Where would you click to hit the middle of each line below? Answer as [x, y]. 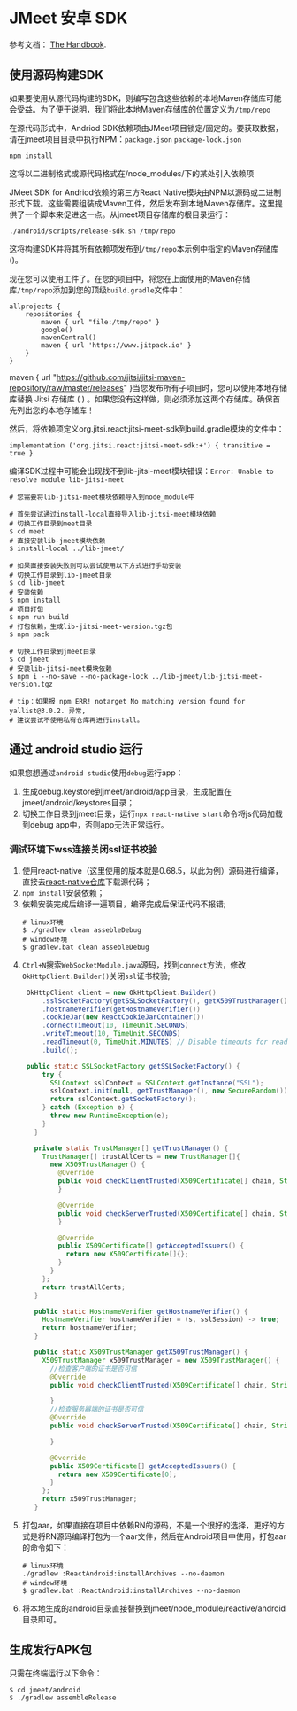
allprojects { [35, 307]
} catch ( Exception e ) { [88, 1108]
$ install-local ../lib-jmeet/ [67, 548]
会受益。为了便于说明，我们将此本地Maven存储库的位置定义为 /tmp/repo [140, 109]
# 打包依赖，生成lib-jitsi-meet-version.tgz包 [91, 626]
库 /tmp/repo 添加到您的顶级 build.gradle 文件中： [97, 290]
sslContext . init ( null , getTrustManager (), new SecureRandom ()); [171, 1091]
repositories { [53, 314]
